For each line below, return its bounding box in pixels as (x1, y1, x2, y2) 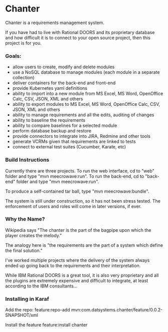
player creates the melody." (5, 232, 62, 238)
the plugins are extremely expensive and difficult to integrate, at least (5, 277, 148, 283)
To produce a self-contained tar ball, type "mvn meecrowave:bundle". (5, 188, 149, 194)
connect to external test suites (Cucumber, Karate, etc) (12, 144, 126, 150)
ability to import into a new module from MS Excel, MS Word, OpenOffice (12, 91, 163, 97)
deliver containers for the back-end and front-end (12, 80, 116, 86)
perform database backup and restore (12, 128, 92, 134)
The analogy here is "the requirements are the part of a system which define (5, 242, 163, 248)
